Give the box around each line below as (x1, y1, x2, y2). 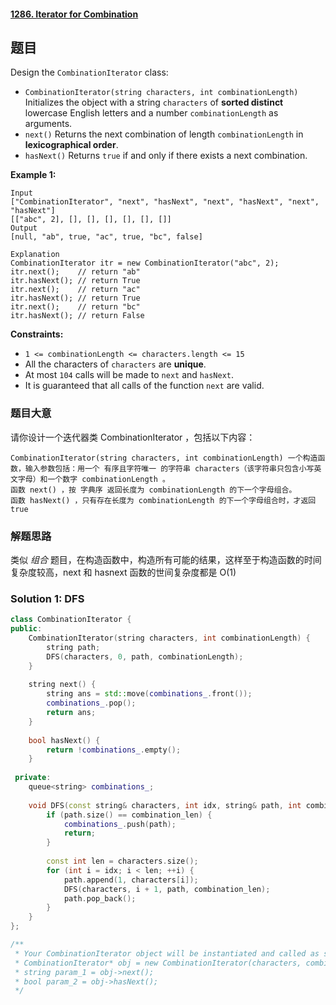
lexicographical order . (24, 139, 119, 151)
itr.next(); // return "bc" (10, 302, 141, 312)
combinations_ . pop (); (46, 698, 137, 709)
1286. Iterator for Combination (10, 8, 139, 20)
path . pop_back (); (63, 893, 137, 904)
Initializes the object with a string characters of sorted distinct (24, 96, 284, 109)
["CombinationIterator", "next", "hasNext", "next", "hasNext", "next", (10, 197, 320, 207)
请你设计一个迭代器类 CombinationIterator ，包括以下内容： (10, 431, 256, 443)
